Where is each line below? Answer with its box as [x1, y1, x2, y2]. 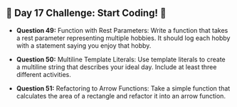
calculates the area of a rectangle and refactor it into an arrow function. [16, 91, 226, 100]
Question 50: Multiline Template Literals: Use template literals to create [16, 55, 226, 63]
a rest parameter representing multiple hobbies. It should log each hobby [16, 34, 231, 42]
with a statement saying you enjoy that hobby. [16, 41, 152, 50]
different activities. [16, 70, 71, 78]
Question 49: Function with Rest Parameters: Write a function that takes [16, 26, 228, 34]
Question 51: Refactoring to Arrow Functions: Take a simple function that [16, 83, 231, 93]
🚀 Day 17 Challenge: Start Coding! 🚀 [6, 7, 167, 19]
